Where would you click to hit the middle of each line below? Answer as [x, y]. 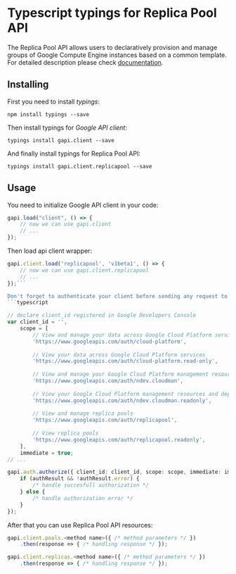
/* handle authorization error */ [83, 498]
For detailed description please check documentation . [85, 62]
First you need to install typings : [54, 101]
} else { [33, 492]
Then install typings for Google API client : [67, 127]
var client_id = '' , [38, 322]
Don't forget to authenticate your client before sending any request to [118, 296]
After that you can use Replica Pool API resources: [80, 525]
